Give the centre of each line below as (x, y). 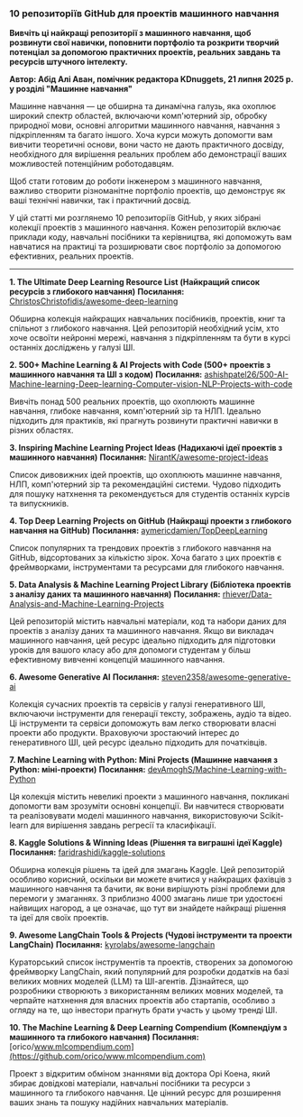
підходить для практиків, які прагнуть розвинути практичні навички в (144, 421)
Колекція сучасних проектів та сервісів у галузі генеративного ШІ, (138, 704)
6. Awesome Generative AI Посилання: (84, 677)
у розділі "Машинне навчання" (71, 89)
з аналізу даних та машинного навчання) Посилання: (115, 594)
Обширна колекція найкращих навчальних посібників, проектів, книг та (147, 319)
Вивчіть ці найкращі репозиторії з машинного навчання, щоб (130, 33)
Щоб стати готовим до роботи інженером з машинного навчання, (136, 181)
